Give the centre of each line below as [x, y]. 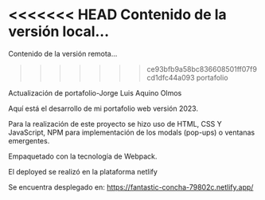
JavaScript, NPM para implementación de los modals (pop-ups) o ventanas [132, 132]
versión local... [59, 31]
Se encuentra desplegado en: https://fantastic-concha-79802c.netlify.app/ [131, 187]
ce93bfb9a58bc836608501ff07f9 [202, 69]
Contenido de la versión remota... [63, 53]
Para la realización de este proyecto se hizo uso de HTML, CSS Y [115, 124]
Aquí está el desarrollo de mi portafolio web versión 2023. [103, 108]
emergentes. [29, 140]
